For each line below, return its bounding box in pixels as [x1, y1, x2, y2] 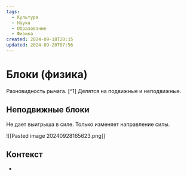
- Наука [11, 20, 31, 26]
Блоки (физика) [6, 68, 88, 81]
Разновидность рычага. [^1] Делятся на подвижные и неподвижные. [6, 87, 182, 94]
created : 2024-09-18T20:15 [6, 36, 73, 42]
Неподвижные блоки [6, 105, 90, 115]
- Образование [11, 25, 47, 32]
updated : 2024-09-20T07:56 [6, 42, 73, 48]
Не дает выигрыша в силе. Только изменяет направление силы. [6, 121, 170, 128]
